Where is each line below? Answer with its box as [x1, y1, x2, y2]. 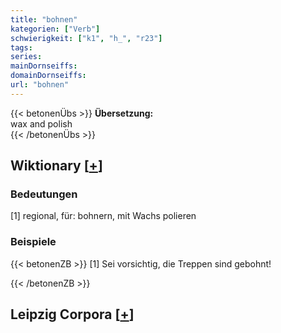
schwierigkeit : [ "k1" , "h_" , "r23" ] [10, 33, 163, 43]
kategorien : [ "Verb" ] [10, 24, 101, 34]
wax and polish [10, 117, 73, 130]
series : [10, 52, 43, 62]
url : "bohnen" [10, 80, 70, 90]
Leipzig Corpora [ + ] [10, 306, 135, 323]
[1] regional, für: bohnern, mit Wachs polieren [10, 210, 197, 222]
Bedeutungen [10, 187, 78, 201]
